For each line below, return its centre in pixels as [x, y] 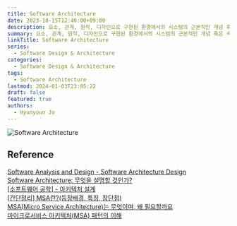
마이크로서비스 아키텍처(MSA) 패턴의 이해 [65, 215]
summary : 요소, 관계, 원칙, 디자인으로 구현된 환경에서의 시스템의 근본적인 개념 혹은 [115, 34]
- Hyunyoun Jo [34, 112]
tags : [15, 73]
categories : [25, 60]
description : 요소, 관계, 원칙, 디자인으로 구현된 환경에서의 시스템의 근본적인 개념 [115, 27]
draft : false [26, 93]
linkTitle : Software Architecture [58, 40]
